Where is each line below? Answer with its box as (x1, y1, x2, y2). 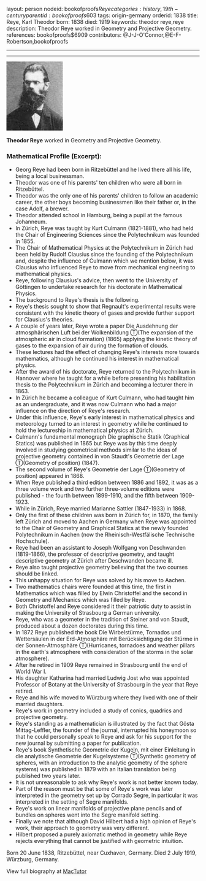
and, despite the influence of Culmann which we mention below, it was (15, 257, 194, 264)
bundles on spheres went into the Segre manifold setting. (15, 811, 161, 818)
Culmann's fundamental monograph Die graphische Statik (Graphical (15, 433, 190, 440)
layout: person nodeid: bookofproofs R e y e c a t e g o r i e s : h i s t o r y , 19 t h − (6, 6, 178, 12)
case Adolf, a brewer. (15, 205, 69, 212)
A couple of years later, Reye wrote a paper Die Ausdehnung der (15, 322, 178, 330)
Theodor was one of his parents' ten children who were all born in (15, 179, 182, 187)
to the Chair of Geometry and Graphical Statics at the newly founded (15, 525, 189, 532)
